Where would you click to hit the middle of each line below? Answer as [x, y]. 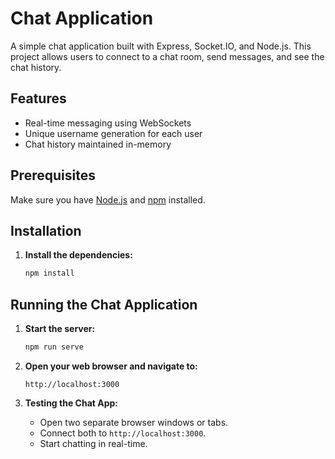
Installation [46, 230]
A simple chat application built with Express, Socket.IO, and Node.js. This [161, 46]
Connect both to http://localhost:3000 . [123, 433]
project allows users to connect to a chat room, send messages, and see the [167, 56]
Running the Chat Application [104, 304]
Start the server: [60, 329]
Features [38, 98]
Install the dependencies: [78, 255]
